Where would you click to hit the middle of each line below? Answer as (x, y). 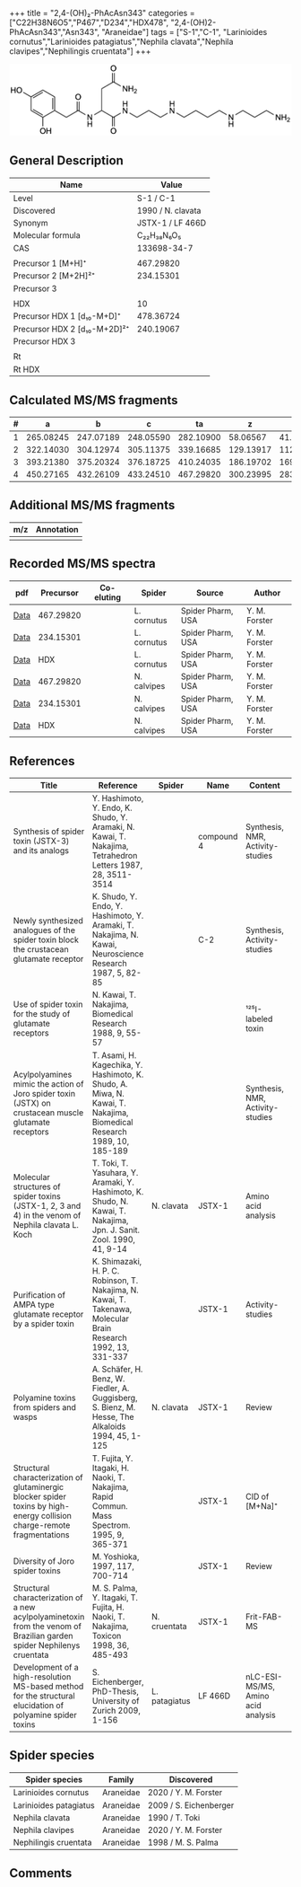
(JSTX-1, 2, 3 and (47, 1206)
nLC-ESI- (264, 1677)
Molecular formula (47, 235)
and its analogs (41, 851)
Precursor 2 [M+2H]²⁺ (54, 276)
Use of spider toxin (48, 1004)
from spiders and (44, 1407)
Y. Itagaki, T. (115, 1598)
